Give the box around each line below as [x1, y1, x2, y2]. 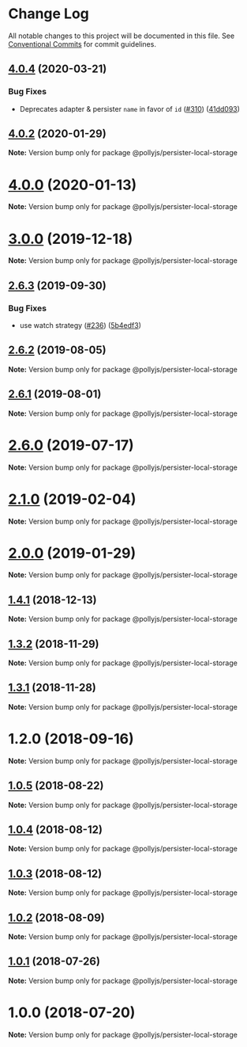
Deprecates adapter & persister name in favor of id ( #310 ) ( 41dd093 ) [19, 104, 241, 113]
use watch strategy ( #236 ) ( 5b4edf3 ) [19, 321, 142, 329]
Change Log [8, 5, 89, 23]
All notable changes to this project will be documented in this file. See [8, 31, 235, 40]
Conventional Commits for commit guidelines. [8, 39, 156, 48]
